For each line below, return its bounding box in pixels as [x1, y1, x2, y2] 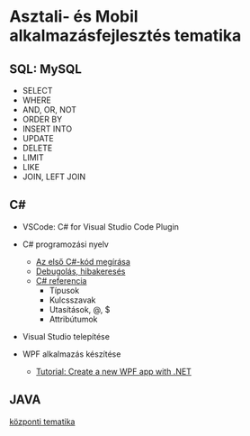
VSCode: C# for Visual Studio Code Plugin [22, 221, 180, 232]
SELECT [22, 86, 53, 95]
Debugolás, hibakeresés [35, 266, 126, 277]
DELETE [22, 142, 53, 153]
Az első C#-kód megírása [35, 256, 130, 267]
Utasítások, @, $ [49, 304, 111, 314]
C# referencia [35, 275, 87, 286]
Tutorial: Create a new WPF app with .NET [35, 366, 192, 377]
